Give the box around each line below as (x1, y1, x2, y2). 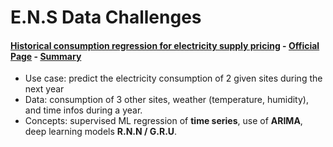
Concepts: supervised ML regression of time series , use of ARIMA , (24, 115, 303, 127)
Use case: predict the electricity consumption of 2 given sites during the (24, 72, 323, 85)
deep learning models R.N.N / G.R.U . (24, 126, 178, 138)
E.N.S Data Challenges (10, 6, 202, 29)
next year (24, 83, 65, 95)
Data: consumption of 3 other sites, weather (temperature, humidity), (24, 94, 309, 106)
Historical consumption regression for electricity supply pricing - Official (10, 39, 320, 51)
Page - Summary (10, 50, 82, 62)
